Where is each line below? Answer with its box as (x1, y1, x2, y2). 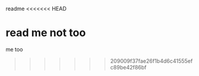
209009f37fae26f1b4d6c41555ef (110, 57, 193, 65)
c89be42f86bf (110, 63, 147, 71)
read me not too (5, 26, 86, 39)
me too (5, 45, 23, 53)
